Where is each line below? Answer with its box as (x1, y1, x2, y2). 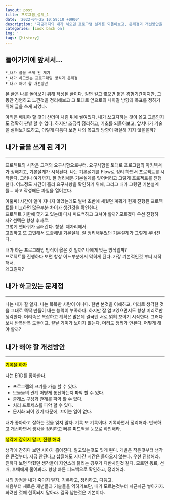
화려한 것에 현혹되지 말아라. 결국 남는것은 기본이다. (5, 489, 105, 496)
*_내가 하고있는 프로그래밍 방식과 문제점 (5, 75, 78, 81)
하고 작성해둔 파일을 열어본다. (14, 187, 73, 193)
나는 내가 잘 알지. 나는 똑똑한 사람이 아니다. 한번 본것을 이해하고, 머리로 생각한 (5, 301, 159, 307)
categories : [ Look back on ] (5, 26, 65, 31)
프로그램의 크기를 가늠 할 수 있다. (12, 383, 77, 390)
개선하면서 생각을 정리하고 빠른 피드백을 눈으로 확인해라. (10, 426, 121, 432)
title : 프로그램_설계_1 (5, 12, 49, 17)
